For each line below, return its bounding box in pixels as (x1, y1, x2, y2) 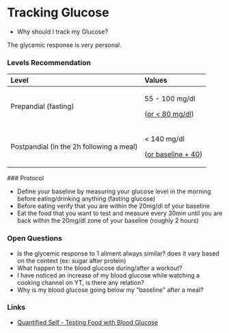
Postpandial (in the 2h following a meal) (10, 142, 138, 151)
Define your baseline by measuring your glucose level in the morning (16, 187, 211, 196)
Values (144, 75, 167, 85)
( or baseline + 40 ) (144, 149, 203, 159)
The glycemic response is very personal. (7, 40, 122, 49)
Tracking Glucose (7, 5, 109, 21)
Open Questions (7, 234, 63, 243)
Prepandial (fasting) (10, 101, 75, 111)
